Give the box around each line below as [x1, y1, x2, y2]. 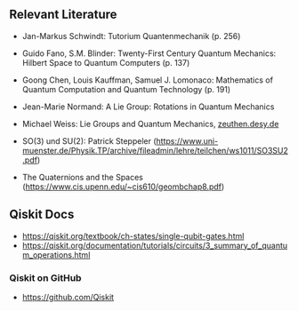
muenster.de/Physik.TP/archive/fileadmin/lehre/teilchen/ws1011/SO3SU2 [21, 145, 289, 155]
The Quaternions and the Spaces [21, 171, 144, 182]
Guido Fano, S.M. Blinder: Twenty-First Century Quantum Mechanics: [21, 48, 277, 59]
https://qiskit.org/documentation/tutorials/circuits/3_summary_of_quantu [21, 240, 288, 251]
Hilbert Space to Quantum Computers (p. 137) [21, 57, 190, 68]
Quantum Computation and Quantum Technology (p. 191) [21, 84, 231, 94]
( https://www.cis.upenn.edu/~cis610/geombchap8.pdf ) [21, 181, 225, 192]
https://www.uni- [156, 135, 219, 146]
